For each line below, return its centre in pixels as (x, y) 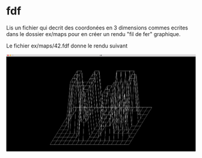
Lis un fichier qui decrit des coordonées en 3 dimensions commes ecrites (97, 28)
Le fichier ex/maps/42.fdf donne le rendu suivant (67, 46)
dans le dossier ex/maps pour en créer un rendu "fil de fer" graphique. (93, 34)
